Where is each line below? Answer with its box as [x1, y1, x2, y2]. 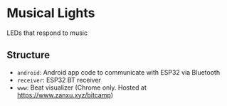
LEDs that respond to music [6, 28, 88, 37]
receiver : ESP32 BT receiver [16, 75, 101, 84]
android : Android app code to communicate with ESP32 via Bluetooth [16, 68, 221, 76]
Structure [6, 49, 51, 61]
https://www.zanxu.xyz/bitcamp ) [16, 90, 113, 99]
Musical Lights [6, 5, 95, 21]
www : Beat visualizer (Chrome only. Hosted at [16, 83, 147, 92]
